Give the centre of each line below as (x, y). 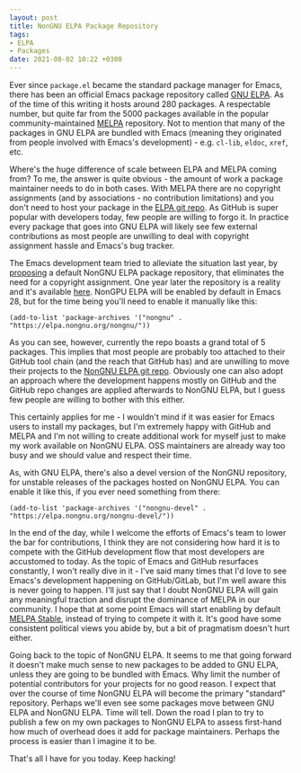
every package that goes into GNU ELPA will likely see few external (133, 227)
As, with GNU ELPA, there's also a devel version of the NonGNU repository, (148, 472)
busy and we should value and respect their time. (101, 455)
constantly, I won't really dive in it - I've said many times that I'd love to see (148, 571)
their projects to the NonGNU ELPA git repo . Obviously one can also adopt (146, 371)
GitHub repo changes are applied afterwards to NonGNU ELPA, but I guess (147, 390)
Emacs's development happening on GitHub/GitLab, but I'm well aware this (148, 580)
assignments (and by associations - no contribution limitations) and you (142, 198)
